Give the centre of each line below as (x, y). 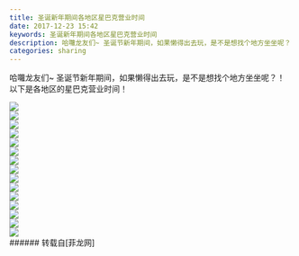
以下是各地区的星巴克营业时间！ (68, 89)
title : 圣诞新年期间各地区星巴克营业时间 (77, 18)
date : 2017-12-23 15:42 (54, 26)
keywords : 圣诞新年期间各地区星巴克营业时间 (83, 34)
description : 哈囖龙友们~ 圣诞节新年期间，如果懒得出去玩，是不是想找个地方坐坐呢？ (150, 43)
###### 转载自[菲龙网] (52, 243)
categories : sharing (48, 51)
